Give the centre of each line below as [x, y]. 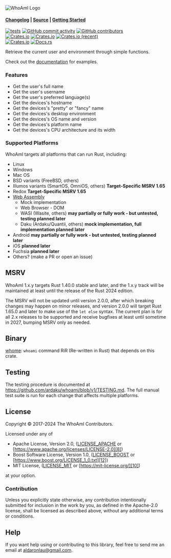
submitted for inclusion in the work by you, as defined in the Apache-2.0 [81, 505]
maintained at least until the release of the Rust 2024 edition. [70, 291]
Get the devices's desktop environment [54, 113]
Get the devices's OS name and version [54, 119]
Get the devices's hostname [42, 102]
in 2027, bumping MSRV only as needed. [48, 322]
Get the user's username [39, 92]
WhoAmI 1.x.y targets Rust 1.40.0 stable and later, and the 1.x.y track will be [85, 285]
